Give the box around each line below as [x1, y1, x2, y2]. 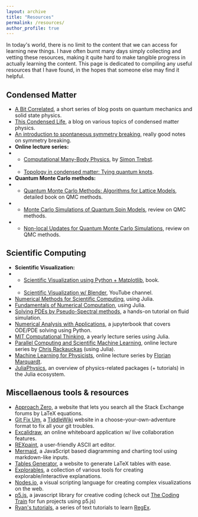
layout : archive [6, 8, 46, 15]
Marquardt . [14, 358, 43, 365]
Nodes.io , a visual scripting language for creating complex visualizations [14, 479, 191, 486]
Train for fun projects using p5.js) [14, 498, 96, 505]
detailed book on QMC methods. [23, 193, 103, 201]
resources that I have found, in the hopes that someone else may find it [6, 66, 180, 74]
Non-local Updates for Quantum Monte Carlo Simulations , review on [23, 225, 190, 232]
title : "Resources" [6, 14, 54, 20]
